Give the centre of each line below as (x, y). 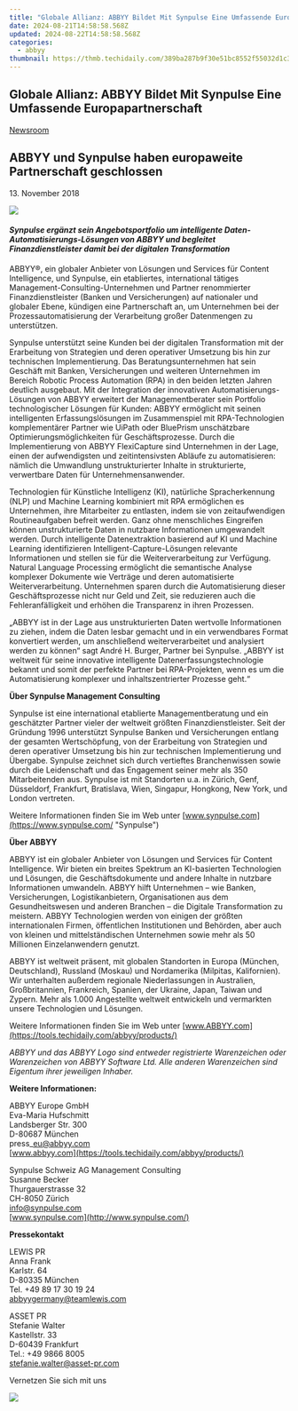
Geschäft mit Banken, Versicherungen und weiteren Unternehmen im (135, 370)
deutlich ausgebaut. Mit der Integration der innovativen (110, 389)
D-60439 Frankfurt (44, 1344)
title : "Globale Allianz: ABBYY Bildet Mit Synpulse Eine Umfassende (141, 17)
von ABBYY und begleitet (168, 240)
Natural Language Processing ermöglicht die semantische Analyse (131, 567)
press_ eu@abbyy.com (50, 1143)
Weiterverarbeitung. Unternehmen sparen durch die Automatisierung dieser (147, 586)
